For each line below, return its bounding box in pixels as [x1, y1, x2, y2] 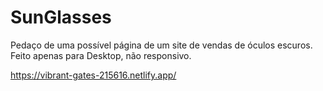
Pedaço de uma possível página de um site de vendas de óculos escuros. [10, 39, 313, 51]
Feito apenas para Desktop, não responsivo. [10, 49, 192, 61]
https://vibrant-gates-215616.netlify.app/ [10, 69, 177, 81]
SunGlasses [10, 6, 112, 29]
